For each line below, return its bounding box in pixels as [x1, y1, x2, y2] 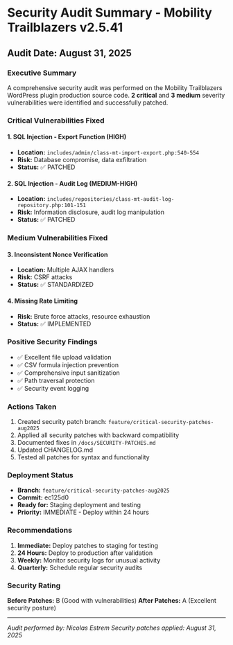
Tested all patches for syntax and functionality [17, 453, 150, 461]
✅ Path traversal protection [17, 376, 95, 385]
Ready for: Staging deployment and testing [17, 501, 141, 509]
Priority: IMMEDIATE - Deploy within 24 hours [17, 508, 149, 517]
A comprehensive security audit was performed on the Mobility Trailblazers [7, 83, 223, 91]
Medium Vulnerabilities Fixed [7, 233, 108, 243]
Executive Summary [7, 68, 77, 78]
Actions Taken [7, 402, 57, 412]
